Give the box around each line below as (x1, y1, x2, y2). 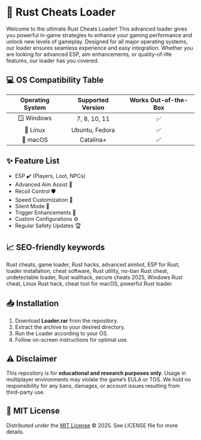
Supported (77, 96, 109, 104)
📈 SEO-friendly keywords (6, 242, 105, 252)
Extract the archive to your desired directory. (14, 323, 126, 331)
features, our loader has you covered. (6, 57, 99, 64)
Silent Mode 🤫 (14, 202, 50, 210)
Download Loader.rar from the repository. (14, 317, 118, 324)
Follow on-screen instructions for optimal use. (14, 336, 129, 344)
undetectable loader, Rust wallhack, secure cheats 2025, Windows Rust (6, 274, 183, 281)
